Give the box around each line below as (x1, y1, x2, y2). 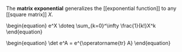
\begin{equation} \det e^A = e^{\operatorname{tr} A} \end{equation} (6, 40, 171, 46)
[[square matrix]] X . (6, 11, 54, 18)
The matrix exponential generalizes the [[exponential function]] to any (6, 5, 177, 12)
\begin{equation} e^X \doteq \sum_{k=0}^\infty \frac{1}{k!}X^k (6, 23, 156, 29)
